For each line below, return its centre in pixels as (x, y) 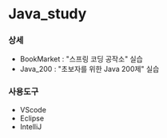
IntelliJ (31, 126)
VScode (33, 109)
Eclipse (32, 118)
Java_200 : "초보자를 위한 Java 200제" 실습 (89, 69)
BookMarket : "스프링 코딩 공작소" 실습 (82, 59)
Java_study (48, 14)
